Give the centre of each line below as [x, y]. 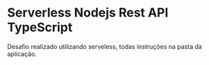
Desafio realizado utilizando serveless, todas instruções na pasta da [105, 46]
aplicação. [22, 54]
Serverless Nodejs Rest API [88, 13]
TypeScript [40, 27]
